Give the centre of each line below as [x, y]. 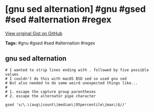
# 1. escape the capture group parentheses [51, 92]
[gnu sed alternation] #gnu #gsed [76, 9]
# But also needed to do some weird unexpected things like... [72, 83]
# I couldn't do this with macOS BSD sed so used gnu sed [66, 79]
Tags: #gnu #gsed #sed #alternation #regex [50, 43]
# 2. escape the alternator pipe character [51, 96]
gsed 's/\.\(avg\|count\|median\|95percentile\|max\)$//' [66, 105]
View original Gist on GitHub [34, 33]
